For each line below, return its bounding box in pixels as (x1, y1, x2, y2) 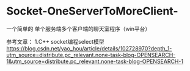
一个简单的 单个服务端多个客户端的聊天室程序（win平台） (6, 25, 151, 32)
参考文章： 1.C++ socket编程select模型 (6, 38, 104, 45)
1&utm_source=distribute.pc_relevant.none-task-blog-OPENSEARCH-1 (6, 58, 184, 65)
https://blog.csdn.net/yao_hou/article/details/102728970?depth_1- (6, 44, 172, 52)
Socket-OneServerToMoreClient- (6, 4, 178, 18)
